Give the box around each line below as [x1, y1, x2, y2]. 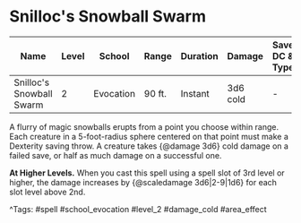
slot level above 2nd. [9, 186, 86, 197]
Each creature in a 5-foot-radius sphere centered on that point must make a [9, 131, 289, 142]
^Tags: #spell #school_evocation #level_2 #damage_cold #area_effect [9, 203, 267, 214]
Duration [180, 49, 219, 62]
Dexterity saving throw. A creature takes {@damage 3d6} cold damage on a [9, 141, 289, 151]
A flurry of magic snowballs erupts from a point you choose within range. [9, 121, 279, 132]
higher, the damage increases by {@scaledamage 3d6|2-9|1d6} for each [9, 176, 278, 187]
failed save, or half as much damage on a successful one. [9, 150, 222, 160]
